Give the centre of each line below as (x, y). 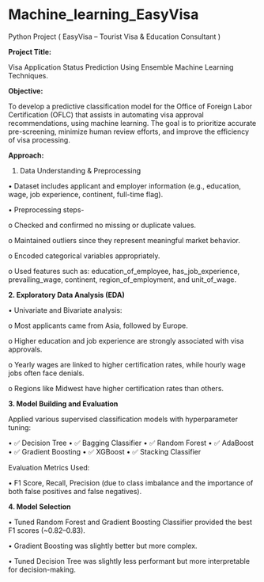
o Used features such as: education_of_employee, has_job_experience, (124, 271)
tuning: (20, 427)
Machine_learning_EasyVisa (104, 15)
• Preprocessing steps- (46, 209)
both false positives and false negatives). (75, 491)
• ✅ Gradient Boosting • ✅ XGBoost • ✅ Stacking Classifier (105, 451)
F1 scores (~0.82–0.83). (47, 530)
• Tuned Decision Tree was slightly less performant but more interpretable (129, 561)
